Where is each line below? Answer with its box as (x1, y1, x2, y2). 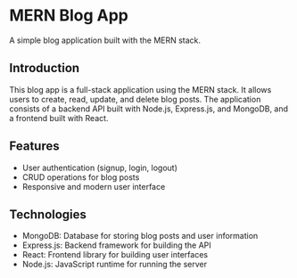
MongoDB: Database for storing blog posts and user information (21, 231, 259, 241)
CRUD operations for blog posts (21, 171, 140, 183)
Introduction (9, 61, 80, 76)
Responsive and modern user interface (21, 181, 166, 192)
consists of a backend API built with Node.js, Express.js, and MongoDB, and (9, 103, 288, 114)
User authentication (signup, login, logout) (21, 162, 178, 173)
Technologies (9, 207, 87, 222)
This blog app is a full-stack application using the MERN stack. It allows (9, 84, 272, 94)
